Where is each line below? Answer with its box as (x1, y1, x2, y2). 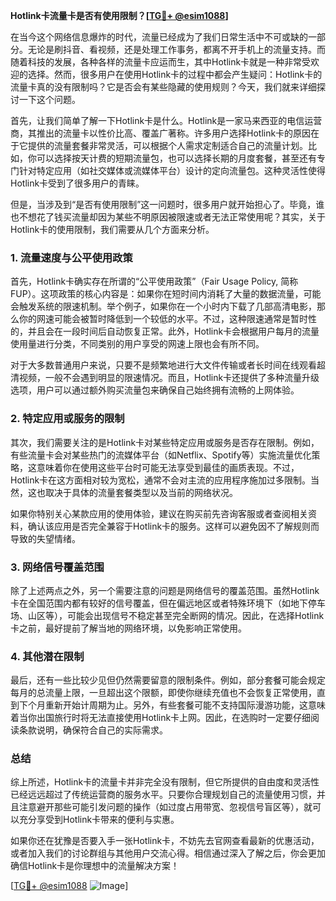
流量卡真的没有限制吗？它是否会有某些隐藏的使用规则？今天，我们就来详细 (10, 81, 317, 93)
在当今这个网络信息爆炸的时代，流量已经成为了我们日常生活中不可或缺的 (10, 31, 308, 43)
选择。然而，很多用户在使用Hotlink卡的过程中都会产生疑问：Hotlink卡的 (27, 69, 323, 80)
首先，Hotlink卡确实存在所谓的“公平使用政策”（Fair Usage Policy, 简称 (10, 275, 299, 288)
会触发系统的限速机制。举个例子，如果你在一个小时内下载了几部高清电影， (10, 300, 317, 313)
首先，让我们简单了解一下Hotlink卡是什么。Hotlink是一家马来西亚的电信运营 (10, 115, 323, 126)
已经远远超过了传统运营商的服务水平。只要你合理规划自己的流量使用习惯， (10, 789, 317, 801)
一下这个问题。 (18, 94, 81, 105)
